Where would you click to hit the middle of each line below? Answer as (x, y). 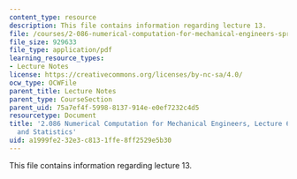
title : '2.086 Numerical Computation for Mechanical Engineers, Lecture (146, 124)
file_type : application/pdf (61, 50)
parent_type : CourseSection (61, 99)
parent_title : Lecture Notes (63, 91)
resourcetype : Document (53, 116)
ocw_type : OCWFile (43, 83)
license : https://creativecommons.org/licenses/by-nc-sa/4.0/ (126, 75)
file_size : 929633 (43, 42)
